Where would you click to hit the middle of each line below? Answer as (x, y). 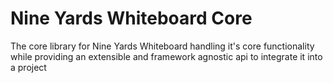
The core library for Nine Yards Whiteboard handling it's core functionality (162, 46)
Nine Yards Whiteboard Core (131, 18)
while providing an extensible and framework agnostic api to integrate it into (166, 56)
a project (28, 67)
